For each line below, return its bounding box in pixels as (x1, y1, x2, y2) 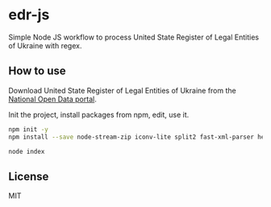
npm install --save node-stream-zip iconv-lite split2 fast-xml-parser (8, 133, 254, 141)
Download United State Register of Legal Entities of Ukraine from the (8, 85, 236, 95)
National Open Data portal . (8, 94, 97, 104)
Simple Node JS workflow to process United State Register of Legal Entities (8, 32, 260, 42)
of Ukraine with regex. (8, 40, 82, 50)
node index (8, 147, 45, 155)
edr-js (8, 6, 50, 24)
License (8, 169, 49, 183)
